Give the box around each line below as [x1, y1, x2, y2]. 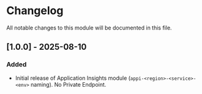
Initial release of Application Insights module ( [15, 74, 130, 82]
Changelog [6, 4, 64, 18]
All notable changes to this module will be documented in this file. [6, 24, 173, 31]
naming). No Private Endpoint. [30, 80, 107, 88]
